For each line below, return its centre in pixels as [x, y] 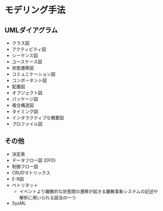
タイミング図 [25, 111]
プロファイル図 [27, 124]
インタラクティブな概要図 [38, 118]
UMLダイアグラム [31, 30]
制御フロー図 [25, 166]
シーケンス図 [25, 55]
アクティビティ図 [29, 49]
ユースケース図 [27, 62]
